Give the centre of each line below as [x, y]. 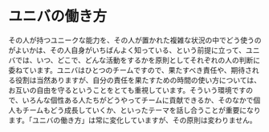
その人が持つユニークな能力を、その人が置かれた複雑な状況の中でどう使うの [135, 40]
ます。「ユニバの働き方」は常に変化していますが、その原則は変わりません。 [132, 120]
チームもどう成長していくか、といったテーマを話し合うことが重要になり [141, 110]
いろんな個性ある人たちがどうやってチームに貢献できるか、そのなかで [138, 100]
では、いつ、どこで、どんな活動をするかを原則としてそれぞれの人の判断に [138, 60]
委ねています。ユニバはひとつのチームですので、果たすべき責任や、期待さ [130, 70]
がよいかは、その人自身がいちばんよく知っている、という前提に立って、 [127, 50]
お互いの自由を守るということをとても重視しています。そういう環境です [127, 90]
